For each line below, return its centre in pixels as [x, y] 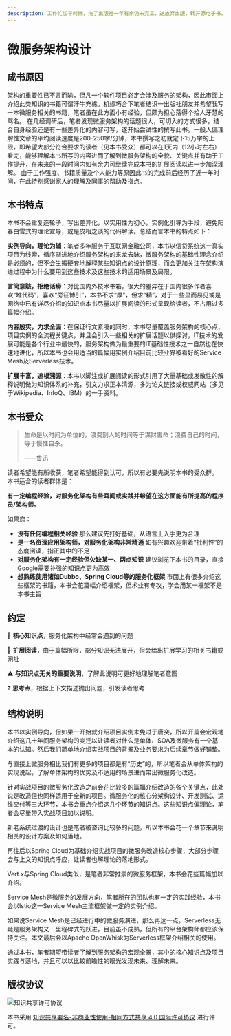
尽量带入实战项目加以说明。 [58, 812]
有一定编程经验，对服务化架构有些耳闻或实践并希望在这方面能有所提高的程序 [115, 496]
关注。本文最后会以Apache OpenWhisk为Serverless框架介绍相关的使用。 [116, 938]
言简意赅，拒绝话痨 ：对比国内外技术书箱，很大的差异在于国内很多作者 [107, 286]
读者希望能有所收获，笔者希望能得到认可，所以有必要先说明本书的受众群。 [112, 473]
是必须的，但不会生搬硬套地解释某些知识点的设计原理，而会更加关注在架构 [112, 263]
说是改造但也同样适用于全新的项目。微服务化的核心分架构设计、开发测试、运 [115, 795]
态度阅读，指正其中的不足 [53, 551]
